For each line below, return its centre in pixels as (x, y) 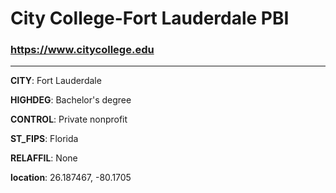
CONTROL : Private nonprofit (69, 119)
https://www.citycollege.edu (82, 50)
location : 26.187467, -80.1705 (71, 178)
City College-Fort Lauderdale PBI (150, 18)
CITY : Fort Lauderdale (56, 81)
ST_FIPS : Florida (44, 139)
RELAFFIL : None (44, 158)
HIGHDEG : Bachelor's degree (71, 100)
